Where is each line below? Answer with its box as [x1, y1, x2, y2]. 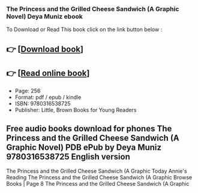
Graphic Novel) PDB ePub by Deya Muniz [6, 142, 162, 152]
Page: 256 [14, 87, 41, 94]
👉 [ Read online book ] [6, 68, 90, 79]
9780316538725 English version [6, 152, 130, 162]
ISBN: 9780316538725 [14, 99, 71, 107]
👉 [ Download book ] [6, 44, 84, 54]
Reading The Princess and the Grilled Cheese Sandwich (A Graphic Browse [6, 174, 193, 181]
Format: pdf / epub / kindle [14, 94, 82, 101]
